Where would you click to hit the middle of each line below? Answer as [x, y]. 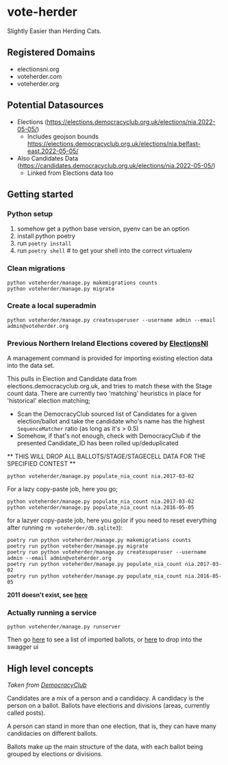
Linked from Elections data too [71, 173]
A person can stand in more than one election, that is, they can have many [112, 726]
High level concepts [50, 669]
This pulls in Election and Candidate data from [72, 379]
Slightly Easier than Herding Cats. [54, 31]
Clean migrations [36, 268]
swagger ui [23, 647]
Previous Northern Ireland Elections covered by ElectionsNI [108, 343]
